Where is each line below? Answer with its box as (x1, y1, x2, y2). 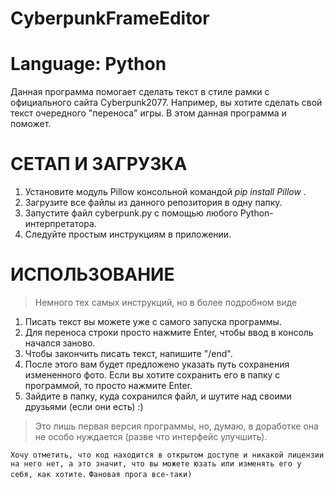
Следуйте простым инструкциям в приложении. (24, 228, 232, 241)
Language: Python (10, 53, 167, 76)
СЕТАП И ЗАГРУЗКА (10, 153, 188, 176)
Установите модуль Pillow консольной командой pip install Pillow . (24, 186, 307, 198)
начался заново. (24, 337, 96, 349)
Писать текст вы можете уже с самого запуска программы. (24, 316, 282, 327)
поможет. (10, 118, 52, 130)
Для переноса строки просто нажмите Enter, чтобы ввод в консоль (24, 327, 314, 338)
